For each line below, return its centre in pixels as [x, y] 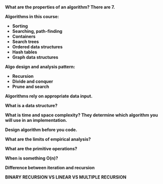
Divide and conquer [33, 81]
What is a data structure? [31, 105]
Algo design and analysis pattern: [40, 67]
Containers [24, 36]
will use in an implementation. [36, 120]
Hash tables [25, 52]
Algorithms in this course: [32, 16]
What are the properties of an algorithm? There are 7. [60, 7]
